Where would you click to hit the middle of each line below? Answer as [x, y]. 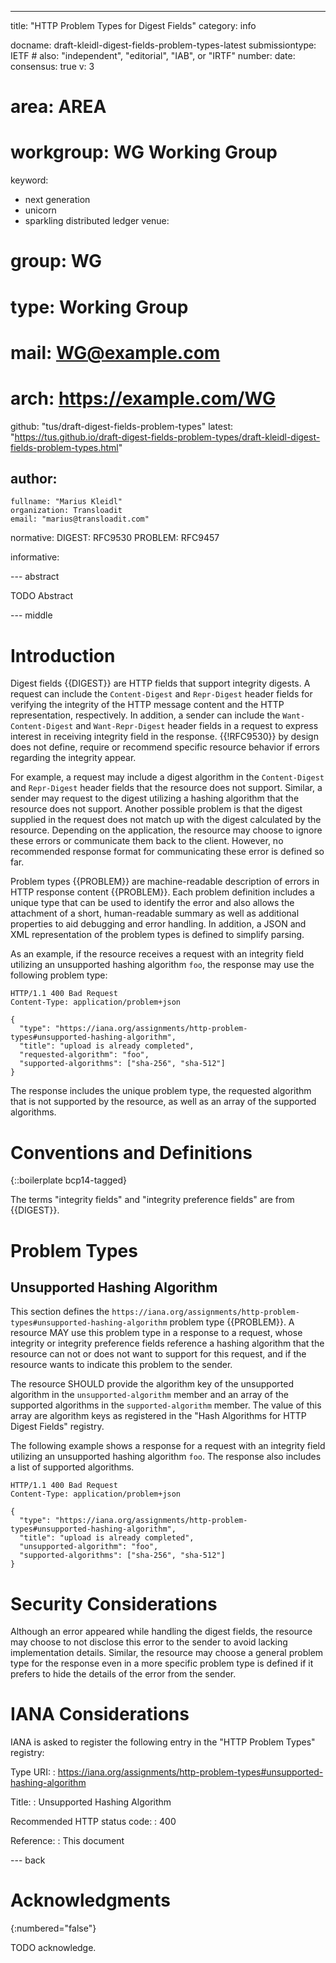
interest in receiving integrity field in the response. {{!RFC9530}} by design [164, 737]
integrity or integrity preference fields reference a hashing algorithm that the [167, 1343]
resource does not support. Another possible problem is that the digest [156, 809]
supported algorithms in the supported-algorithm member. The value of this [166, 1405]
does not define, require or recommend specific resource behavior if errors [165, 747]
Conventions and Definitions [131, 1152]
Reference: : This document [67, 1841]
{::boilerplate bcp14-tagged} [69, 1180]
